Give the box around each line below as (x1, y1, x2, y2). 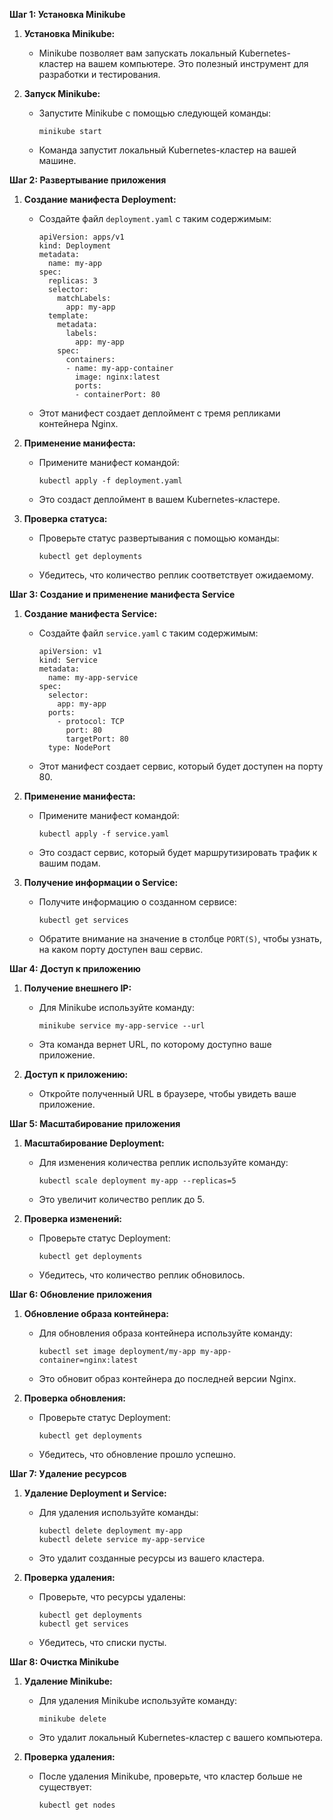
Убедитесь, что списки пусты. (38, 1637, 167, 1648)
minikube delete (38, 1714, 107, 1724)
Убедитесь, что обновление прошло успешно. (38, 1449, 237, 1460)
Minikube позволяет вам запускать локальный (38, 47, 237, 59)
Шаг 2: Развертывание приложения (9, 174, 167, 186)
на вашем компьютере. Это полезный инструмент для (75, 58, 309, 69)
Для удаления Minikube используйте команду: (38, 1695, 238, 1706)
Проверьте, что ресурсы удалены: (38, 1591, 186, 1603)
